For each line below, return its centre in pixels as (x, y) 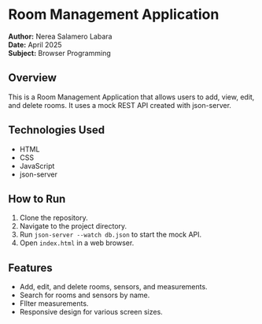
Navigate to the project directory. (73, 226)
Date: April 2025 (35, 44)
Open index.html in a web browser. (77, 243)
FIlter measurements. (54, 304)
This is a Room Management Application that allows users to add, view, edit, (131, 97)
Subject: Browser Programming (60, 53)
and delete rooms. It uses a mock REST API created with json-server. (120, 105)
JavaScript (37, 166)
